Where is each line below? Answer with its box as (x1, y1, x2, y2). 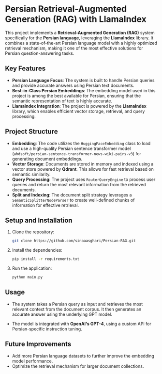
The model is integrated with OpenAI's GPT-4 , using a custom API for (12, 321, 151, 326)
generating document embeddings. (12, 156, 83, 162)
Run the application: (12, 265, 52, 271)
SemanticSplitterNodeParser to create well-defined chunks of (12, 197, 135, 203)
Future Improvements (5, 340, 72, 348)
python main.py (12, 275, 43, 280)
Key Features (5, 65, 46, 73)
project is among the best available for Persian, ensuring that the (12, 93, 141, 98)
